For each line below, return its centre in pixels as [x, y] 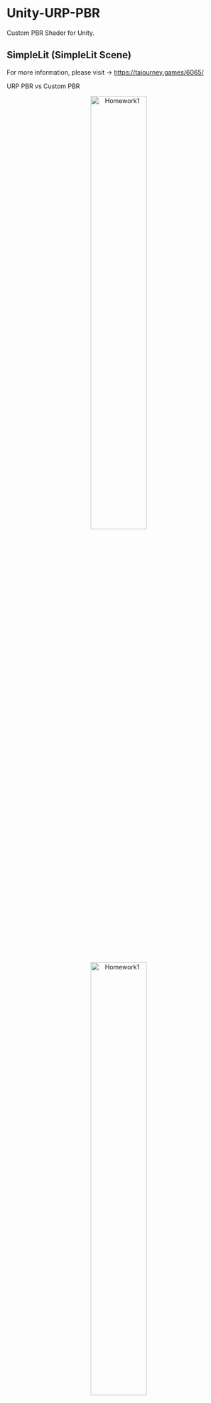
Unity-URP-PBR [53, 13]
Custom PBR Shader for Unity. [51, 33]
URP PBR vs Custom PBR [43, 86]
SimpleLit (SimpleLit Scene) [69, 55]
